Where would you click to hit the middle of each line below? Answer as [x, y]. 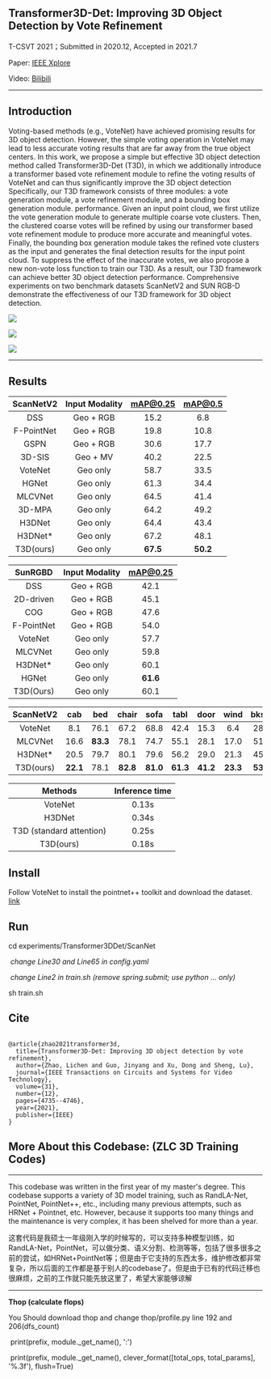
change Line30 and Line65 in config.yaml [79, 961]
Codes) [27, 1159]
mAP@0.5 [203, 404]
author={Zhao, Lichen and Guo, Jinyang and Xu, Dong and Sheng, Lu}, [135, 1065]
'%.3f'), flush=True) [41, 1366]
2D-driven [34, 600]
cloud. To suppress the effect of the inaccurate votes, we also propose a [129, 260]
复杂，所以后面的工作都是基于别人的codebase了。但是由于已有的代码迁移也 [134, 1268]
